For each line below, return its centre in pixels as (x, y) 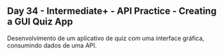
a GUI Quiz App (40, 22)
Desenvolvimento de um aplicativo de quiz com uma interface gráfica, (106, 38)
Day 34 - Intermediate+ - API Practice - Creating (112, 11)
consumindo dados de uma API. (52, 45)
